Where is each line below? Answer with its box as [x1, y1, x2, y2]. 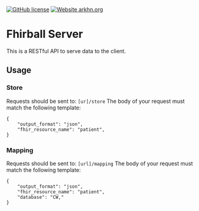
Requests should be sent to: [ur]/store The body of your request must [6, 97, 185, 105]
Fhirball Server [6, 28, 84, 41]
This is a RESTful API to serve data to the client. [6, 47, 126, 54]
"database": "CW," [17, 194, 64, 200]
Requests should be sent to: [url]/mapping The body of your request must [6, 160, 194, 167]
